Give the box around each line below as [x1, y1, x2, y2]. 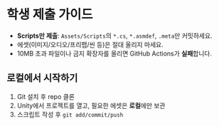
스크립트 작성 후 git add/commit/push [16, 110, 124, 118]
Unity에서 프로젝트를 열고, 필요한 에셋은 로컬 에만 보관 [16, 101, 166, 110]
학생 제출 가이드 [6, 6, 93, 23]
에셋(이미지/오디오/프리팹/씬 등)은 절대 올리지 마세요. [16, 40, 164, 48]
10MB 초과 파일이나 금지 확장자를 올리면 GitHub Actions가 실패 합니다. [16, 49, 213, 58]
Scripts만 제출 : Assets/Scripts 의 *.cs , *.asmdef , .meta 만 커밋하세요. [16, 31, 213, 40]
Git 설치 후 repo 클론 [16, 92, 75, 100]
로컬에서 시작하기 [6, 72, 78, 84]
